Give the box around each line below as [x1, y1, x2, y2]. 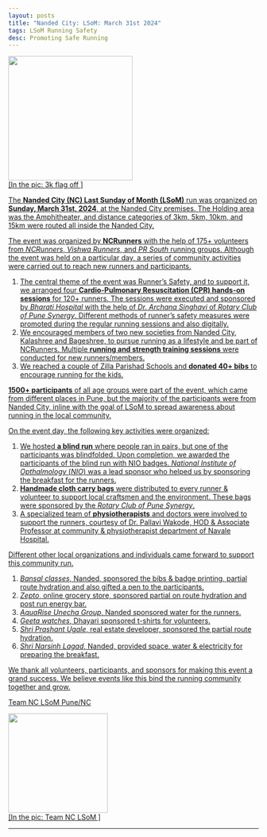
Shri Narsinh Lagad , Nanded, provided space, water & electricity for [19, 641, 243, 651]
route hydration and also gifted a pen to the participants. [19, 582, 205, 592]
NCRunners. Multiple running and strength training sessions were [19, 345, 239, 354]
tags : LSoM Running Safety [8, 26, 98, 34]
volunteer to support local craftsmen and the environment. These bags [19, 492, 252, 502]
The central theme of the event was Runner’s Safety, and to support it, [19, 277, 250, 286]
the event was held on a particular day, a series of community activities [8, 253, 242, 263]
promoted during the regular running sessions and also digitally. [19, 319, 229, 329]
